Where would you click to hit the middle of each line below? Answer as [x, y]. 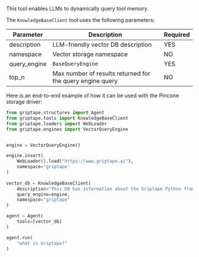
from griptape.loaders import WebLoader [57, 124]
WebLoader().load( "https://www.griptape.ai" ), [75, 161]
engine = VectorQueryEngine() [44, 145]
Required [177, 35]
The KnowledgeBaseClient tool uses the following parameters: [81, 20]
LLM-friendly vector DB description [102, 45]
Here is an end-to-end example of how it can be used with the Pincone [93, 95]
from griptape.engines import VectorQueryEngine [67, 129]
